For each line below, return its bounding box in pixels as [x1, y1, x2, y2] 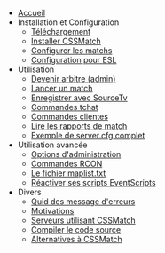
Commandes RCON [30, 159, 103, 169]
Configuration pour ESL [30, 55, 117, 65]
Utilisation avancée [17, 139, 88, 150]
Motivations [30, 206, 75, 216]
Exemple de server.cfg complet [30, 130, 145, 140]
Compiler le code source [30, 225, 122, 234]
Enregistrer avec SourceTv [30, 92, 128, 103]
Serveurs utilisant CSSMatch [30, 215, 136, 225]
